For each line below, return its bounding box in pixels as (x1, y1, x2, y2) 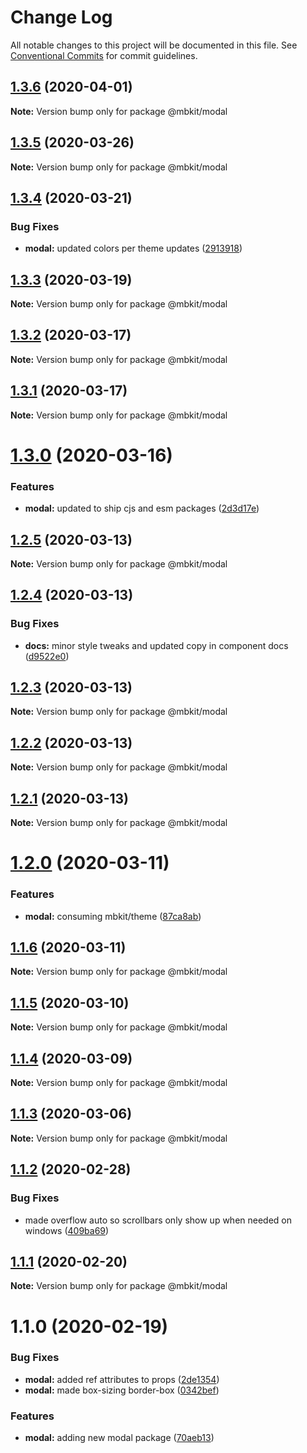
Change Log (10, 6, 113, 29)
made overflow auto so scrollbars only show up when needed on (24, 1214, 293, 1226)
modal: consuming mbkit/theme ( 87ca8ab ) (24, 910, 202, 922)
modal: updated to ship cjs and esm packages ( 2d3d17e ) (24, 502, 260, 515)
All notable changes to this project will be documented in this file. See (10, 39, 298, 51)
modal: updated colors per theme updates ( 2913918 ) (24, 242, 243, 255)
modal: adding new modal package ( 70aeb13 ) (24, 1432, 215, 1444)
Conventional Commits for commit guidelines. (10, 49, 198, 61)
